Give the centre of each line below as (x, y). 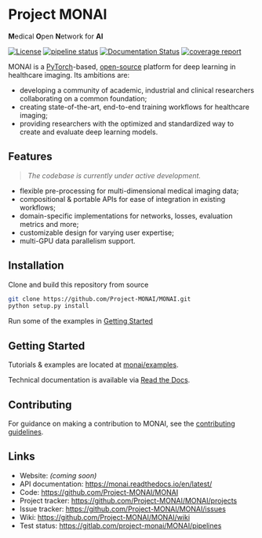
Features (30, 157)
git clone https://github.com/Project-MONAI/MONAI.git (100, 299)
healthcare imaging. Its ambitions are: (69, 75)
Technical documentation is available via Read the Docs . (99, 380)
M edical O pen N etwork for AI (56, 36)
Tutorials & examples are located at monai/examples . (93, 365)
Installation (36, 266)
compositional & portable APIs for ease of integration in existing (122, 199)
